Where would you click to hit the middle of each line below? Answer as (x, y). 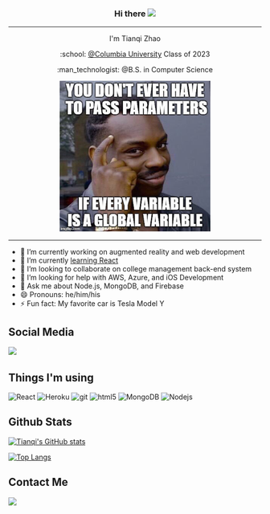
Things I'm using (51, 377)
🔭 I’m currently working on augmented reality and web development (132, 252)
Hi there (130, 14)
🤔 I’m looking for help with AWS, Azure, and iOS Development (122, 278)
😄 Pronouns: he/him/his (60, 295)
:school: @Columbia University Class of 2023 (135, 54)
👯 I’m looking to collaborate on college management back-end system (136, 269)
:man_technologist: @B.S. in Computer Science (135, 70)
